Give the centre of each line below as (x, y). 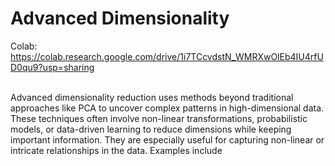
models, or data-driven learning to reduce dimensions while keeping (151, 129)
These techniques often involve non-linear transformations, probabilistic (159, 118)
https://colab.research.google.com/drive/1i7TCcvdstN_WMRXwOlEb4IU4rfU (167, 56)
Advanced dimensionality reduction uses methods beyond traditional (152, 97)
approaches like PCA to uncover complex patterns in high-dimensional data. (167, 108)
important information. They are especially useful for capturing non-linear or (167, 139)
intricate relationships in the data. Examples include (116, 150)
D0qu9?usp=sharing (52, 67)
